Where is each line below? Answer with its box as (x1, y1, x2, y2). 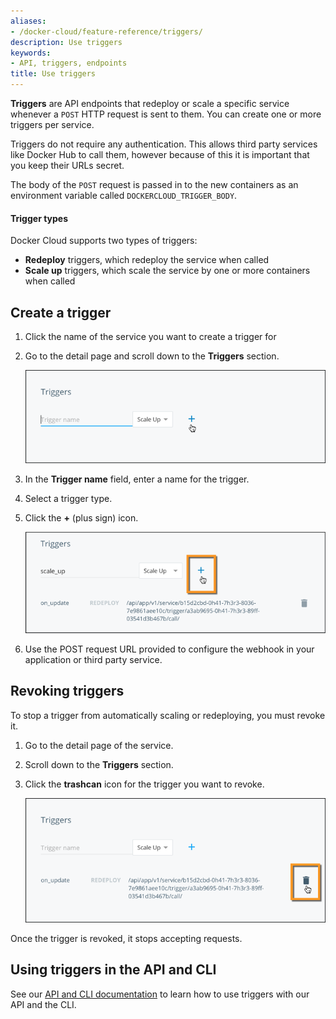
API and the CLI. (10, 998, 77, 1010)
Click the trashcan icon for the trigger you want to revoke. (24, 778, 265, 790)
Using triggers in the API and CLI (10, 961, 217, 979)
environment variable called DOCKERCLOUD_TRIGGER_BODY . (10, 190, 238, 201)
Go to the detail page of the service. (24, 739, 174, 751)
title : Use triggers (10, 69, 97, 79)
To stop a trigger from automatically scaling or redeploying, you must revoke (10, 709, 326, 721)
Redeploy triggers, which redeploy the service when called (24, 254, 270, 266)
